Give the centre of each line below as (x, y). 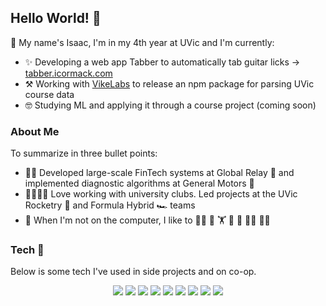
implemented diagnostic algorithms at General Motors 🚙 (139, 183)
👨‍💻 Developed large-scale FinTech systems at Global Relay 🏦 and (159, 173)
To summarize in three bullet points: (84, 153)
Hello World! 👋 (56, 18)
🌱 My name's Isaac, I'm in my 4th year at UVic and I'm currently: (142, 42)
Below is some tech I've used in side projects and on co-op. (133, 272)
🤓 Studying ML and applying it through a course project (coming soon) (170, 105)
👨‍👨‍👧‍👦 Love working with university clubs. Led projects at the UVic (161, 194)
